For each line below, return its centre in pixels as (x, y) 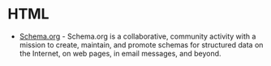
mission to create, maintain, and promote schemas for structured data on (141, 44)
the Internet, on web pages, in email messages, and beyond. (120, 53)
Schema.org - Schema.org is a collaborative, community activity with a (138, 36)
